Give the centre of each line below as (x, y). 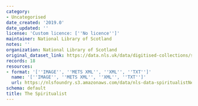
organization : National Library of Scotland (62, 50)
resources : (19, 66)
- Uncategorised (26, 17)
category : (18, 11)
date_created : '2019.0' (35, 22)
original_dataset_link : (35, 55)
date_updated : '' (27, 28)
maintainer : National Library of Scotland (59, 39)
